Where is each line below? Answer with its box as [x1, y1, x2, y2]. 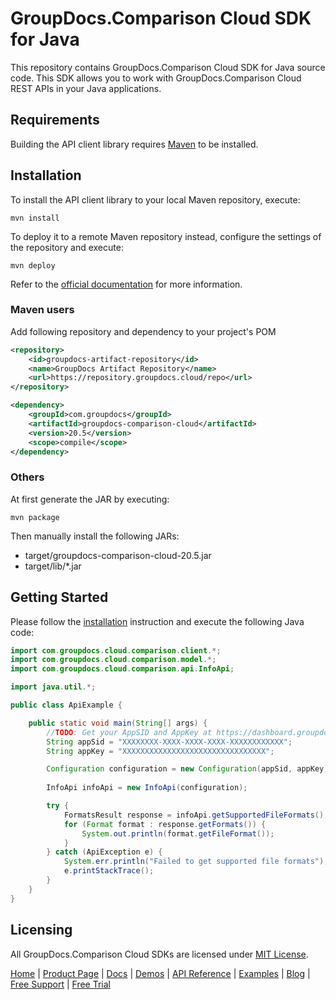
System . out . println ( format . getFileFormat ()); [81, 828, 275, 839]
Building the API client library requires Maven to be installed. [10, 138, 259, 150]
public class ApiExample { [10, 700, 123, 711]
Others [10, 470, 45, 484]
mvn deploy [10, 260, 56, 271]
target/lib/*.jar [24, 560, 82, 572]
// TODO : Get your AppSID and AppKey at [46, 727, 213, 737]
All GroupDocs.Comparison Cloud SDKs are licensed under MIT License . [10, 948, 309, 960]
